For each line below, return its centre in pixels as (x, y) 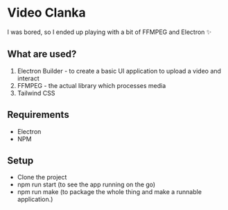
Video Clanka (47, 13)
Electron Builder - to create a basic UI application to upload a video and (119, 71)
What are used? (42, 54)
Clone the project (42, 177)
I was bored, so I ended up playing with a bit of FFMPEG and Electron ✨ (109, 32)
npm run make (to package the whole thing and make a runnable (109, 192)
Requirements (38, 115)
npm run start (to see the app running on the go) (86, 184)
